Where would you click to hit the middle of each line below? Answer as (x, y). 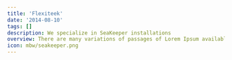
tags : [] (20, 26)
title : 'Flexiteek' (35, 13)
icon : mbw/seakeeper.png (43, 46)
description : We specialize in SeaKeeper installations (89, 33)
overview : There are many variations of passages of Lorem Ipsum (103, 39)
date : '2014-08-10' (35, 20)
